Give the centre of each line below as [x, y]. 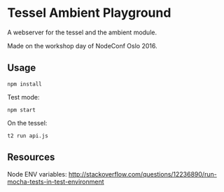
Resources [31, 157]
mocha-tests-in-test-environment [56, 181]
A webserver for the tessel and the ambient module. [82, 32]
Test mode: [23, 97]
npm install [24, 84]
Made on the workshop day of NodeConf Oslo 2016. [82, 46]
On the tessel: [27, 123]
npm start [22, 110]
